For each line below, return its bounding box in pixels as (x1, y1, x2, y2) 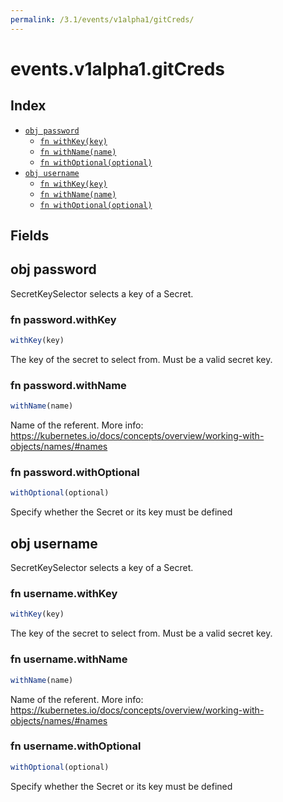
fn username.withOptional (10, 739, 142, 753)
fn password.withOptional (10, 466, 140, 480)
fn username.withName (10, 652, 128, 666)
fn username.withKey (10, 587, 118, 601)
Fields (10, 227, 50, 245)
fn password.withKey (10, 312, 117, 326)
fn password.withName (10, 378, 127, 392)
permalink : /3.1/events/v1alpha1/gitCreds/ (10, 14, 195, 25)
